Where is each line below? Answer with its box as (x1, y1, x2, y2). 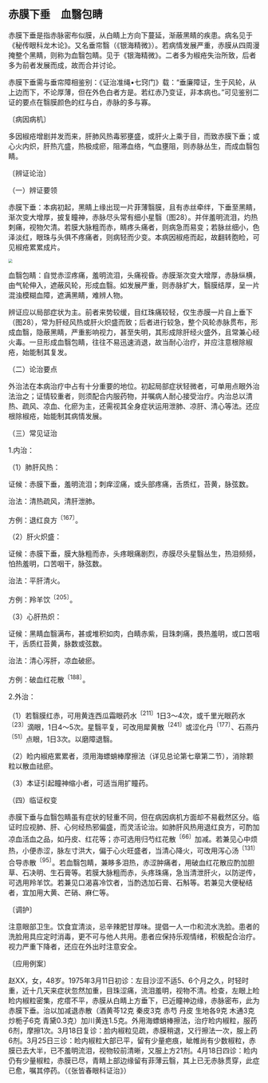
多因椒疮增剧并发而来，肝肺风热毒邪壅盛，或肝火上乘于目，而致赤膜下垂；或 (8, 131, 260, 141)
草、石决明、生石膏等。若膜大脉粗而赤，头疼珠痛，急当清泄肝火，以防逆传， (8, 867, 260, 877)
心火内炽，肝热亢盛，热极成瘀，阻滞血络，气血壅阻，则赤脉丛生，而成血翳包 (8, 141, 260, 150)
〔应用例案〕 (8, 958, 50, 968)
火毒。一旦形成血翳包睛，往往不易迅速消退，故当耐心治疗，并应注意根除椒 (8, 337, 253, 346)
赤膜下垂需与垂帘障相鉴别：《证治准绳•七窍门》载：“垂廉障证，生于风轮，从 (8, 77, 257, 86)
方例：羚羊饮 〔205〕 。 (8, 593, 77, 605)
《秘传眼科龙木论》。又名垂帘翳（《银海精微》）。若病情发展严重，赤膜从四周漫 (8, 40, 260, 50)
